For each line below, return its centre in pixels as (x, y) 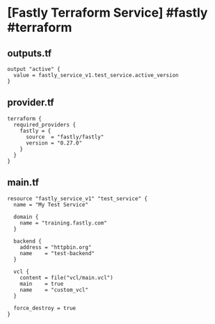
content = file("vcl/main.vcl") (66, 277)
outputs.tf (30, 53)
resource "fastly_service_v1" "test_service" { (78, 199)
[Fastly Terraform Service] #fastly (107, 13)
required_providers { (45, 124)
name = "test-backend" (57, 253)
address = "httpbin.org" (56, 247)
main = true (42, 284)
